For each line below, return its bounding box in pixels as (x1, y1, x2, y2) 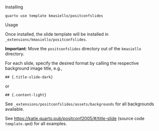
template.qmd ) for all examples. (5, 121, 67, 126)
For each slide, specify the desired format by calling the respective (5, 60, 139, 66)
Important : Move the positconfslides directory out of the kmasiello (5, 46, 141, 51)
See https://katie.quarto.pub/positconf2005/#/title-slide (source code (5, 116, 145, 121)
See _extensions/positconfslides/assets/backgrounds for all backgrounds (5, 101, 154, 107)
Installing (5, 4, 23, 10)
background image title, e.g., (5, 65, 63, 71)
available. (5, 106, 24, 112)
